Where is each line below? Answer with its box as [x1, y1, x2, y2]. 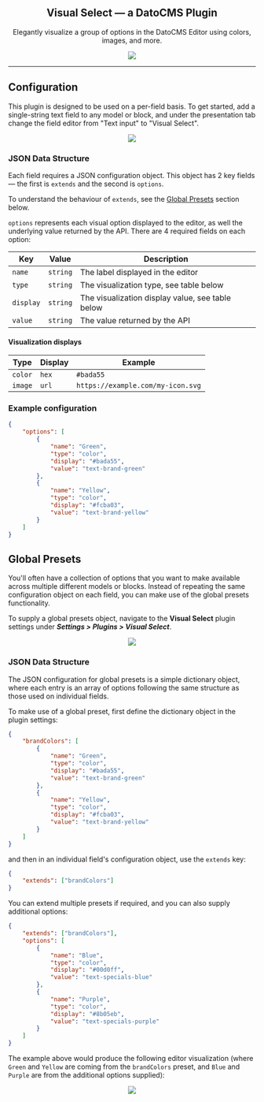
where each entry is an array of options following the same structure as [8, 683, 240, 692]
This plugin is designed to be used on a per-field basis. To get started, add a [8, 102, 255, 111]
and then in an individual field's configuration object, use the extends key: [8, 854, 246, 864]
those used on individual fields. [8, 691, 109, 701]
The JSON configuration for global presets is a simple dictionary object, [8, 674, 240, 684]
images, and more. [101, 35, 163, 45]
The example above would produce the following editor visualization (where [8, 1054, 254, 1063]
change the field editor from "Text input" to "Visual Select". [8, 118, 199, 128]
